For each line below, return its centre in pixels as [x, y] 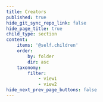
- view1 [48, 79]
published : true [26, 17]
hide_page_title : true [34, 28]
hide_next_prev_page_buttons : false [51, 90]
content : [17, 40]
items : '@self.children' [48, 46]
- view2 [48, 85]
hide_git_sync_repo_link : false [46, 23]
